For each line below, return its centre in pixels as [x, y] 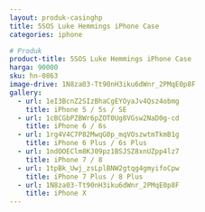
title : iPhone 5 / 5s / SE [76, 109]
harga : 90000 [34, 68]
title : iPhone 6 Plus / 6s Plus [86, 143]
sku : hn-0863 [34, 76]
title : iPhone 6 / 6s [66, 126]
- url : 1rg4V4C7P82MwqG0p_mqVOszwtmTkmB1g [98, 135]
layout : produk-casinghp [56, 18]
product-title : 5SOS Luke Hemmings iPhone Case [101, 60]
